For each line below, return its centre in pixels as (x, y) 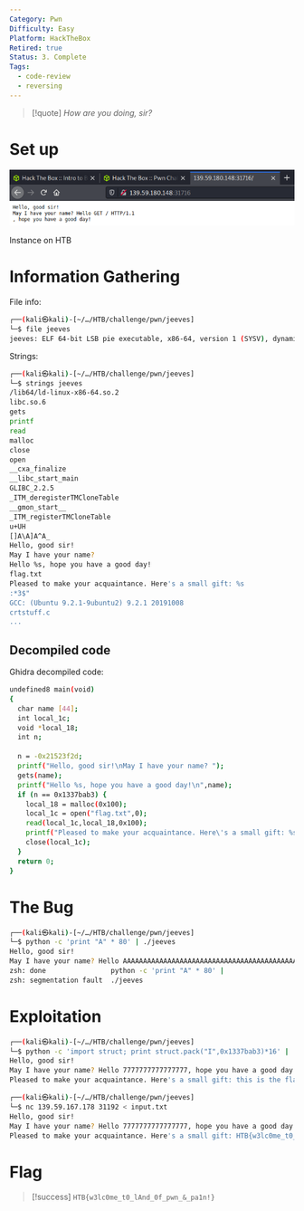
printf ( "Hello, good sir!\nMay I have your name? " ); (121, 766)
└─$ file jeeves (40, 329)
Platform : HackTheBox (50, 38)
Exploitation (56, 1016)
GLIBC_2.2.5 (32, 489)
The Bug (42, 907)
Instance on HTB (41, 241)
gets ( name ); (40, 775)
